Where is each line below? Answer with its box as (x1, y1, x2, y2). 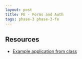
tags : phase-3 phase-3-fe (5, 16, 59, 21)
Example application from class (12, 48, 77, 54)
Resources (5, 35, 39, 43)
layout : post (5, 7, 32, 12)
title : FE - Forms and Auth (5, 12, 64, 17)
